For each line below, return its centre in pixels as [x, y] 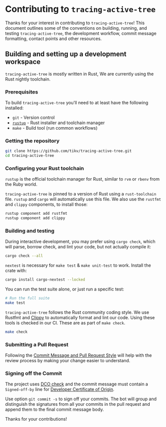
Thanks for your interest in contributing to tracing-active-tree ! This [75, 23]
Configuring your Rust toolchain [45, 168]
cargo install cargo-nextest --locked [45, 280]
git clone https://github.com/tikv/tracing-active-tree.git [69, 151]
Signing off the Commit [33, 374]
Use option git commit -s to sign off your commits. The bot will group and [81, 399]
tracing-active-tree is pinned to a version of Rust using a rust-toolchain [81, 194]
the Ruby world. [21, 185]
